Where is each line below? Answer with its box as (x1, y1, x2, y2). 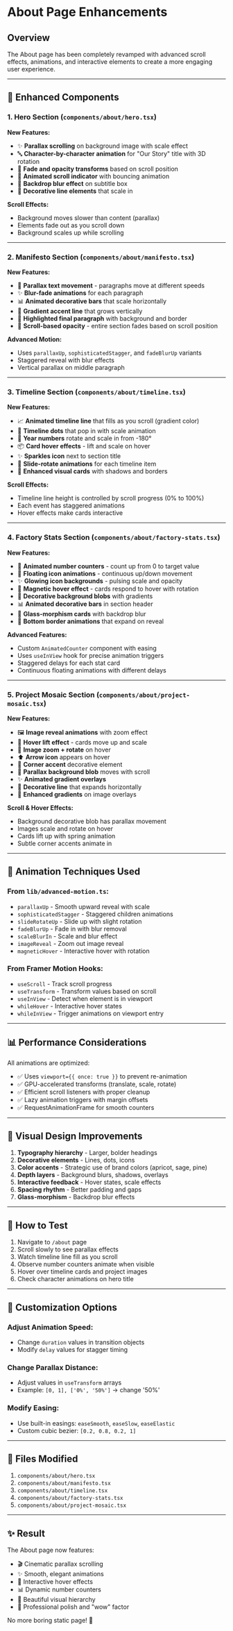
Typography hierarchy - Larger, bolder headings (17, 1149, 157, 1157)
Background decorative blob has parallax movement (17, 817, 166, 825)
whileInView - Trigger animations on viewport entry (17, 1009, 164, 1017)
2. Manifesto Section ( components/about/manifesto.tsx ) (7, 252, 195, 262)
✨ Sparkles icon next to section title (17, 452, 121, 460)
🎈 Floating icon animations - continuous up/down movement (17, 569, 193, 577)
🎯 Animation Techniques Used (7, 865, 141, 878)
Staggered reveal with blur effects (17, 355, 114, 364)
